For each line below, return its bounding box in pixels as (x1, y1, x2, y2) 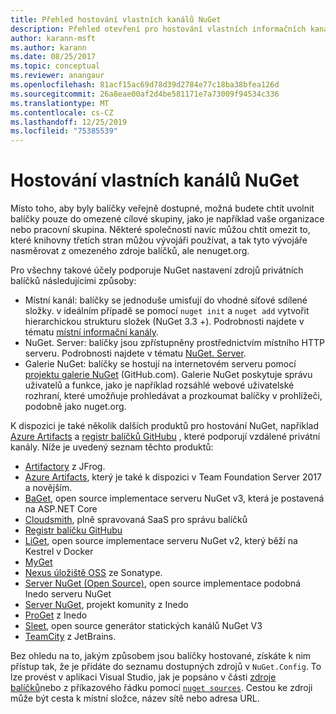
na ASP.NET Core (24, 503, 98, 515)
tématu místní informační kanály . (24, 326, 160, 338)
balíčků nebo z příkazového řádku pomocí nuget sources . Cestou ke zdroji (10, 682, 313, 694)
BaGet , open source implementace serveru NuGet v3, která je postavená (24, 492, 325, 505)
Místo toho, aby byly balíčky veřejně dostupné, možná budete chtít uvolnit (10, 202, 315, 215)
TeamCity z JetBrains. (24, 631, 117, 643)
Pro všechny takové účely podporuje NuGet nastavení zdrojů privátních (10, 264, 304, 276)
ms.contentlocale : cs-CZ (10, 107, 114, 118)
